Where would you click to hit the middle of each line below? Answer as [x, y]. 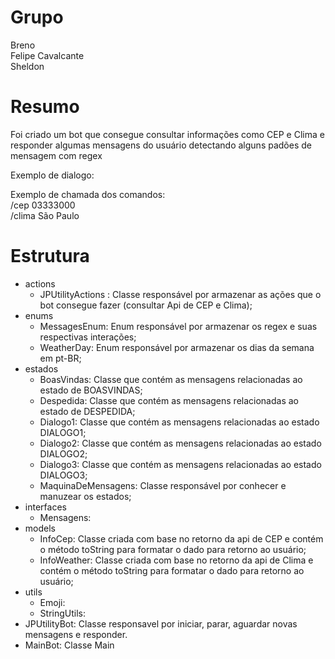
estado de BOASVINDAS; [91, 390]
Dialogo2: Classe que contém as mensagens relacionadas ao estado [180, 443]
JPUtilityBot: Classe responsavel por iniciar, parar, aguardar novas [161, 623]
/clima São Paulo [45, 215]
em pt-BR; [60, 358]
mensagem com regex [56, 155]
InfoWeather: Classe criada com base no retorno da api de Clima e [176, 560]
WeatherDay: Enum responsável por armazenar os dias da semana [177, 347]
